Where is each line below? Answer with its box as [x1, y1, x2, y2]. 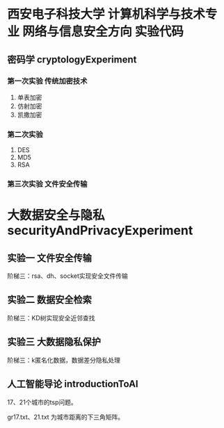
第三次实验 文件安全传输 [7, 179, 88, 189]
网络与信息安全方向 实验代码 [22, 24, 184, 40]
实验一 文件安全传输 [7, 252, 92, 264]
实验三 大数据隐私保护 [7, 336, 101, 348]
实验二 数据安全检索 [7, 294, 92, 306]
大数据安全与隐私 [7, 208, 106, 223]
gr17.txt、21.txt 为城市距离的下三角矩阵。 [7, 413, 125, 421]
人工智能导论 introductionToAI [7, 378, 138, 390]
